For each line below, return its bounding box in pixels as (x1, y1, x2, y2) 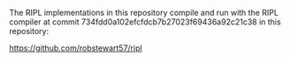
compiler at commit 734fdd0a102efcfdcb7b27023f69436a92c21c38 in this (9, 17, 281, 27)
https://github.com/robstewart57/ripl (9, 43, 143, 53)
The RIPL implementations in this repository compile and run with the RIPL (9, 8, 279, 17)
